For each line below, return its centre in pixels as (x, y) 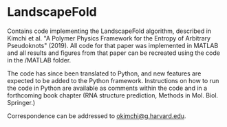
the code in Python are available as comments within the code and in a (107, 88)
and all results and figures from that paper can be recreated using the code (113, 53)
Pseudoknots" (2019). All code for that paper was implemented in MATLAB (113, 45)
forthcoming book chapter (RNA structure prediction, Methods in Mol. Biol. (113, 95)
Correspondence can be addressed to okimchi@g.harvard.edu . (97, 116)
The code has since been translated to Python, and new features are (104, 73)
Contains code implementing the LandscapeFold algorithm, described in (109, 31)
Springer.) (21, 102)
